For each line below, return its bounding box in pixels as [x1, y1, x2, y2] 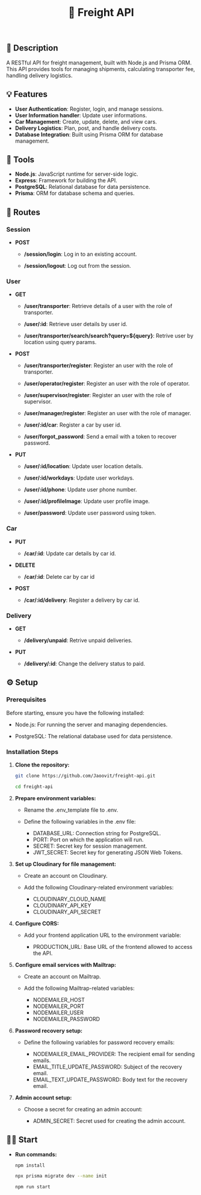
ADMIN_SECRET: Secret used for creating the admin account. [32, 1117, 186, 1125]
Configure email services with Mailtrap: [14, 961, 116, 968]
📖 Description [6, 43, 58, 54]
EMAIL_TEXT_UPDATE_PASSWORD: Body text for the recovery [32, 1076, 188, 1083]
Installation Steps [6, 747, 59, 756]
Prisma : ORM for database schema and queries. [14, 190, 135, 197]
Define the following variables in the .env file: [23, 818, 137, 825]
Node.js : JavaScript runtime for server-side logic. [14, 170, 138, 178]
